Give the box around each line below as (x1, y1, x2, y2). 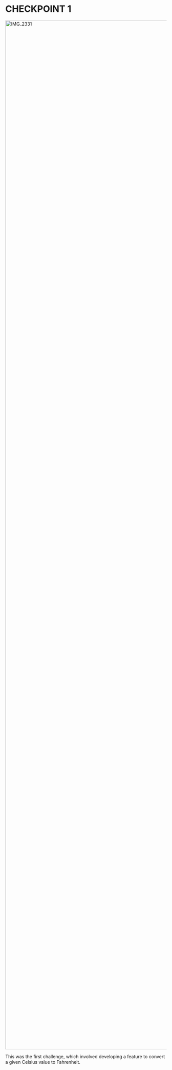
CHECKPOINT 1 (5, 3, 72, 15)
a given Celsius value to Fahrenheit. (5, 1059, 81, 1065)
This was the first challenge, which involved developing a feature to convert (5, 1053, 165, 1060)
